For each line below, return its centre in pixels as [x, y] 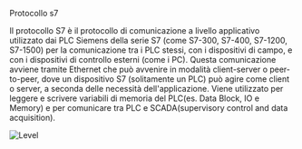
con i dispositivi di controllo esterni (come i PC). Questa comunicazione [143, 60]
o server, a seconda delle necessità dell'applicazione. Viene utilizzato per [146, 89]
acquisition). [33, 118]
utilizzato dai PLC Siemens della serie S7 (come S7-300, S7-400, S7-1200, [149, 40]
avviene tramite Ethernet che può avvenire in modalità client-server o [139, 69]
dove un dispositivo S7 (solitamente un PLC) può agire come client [166, 79]
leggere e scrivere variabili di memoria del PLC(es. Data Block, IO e [135, 98]
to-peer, [24, 79]
